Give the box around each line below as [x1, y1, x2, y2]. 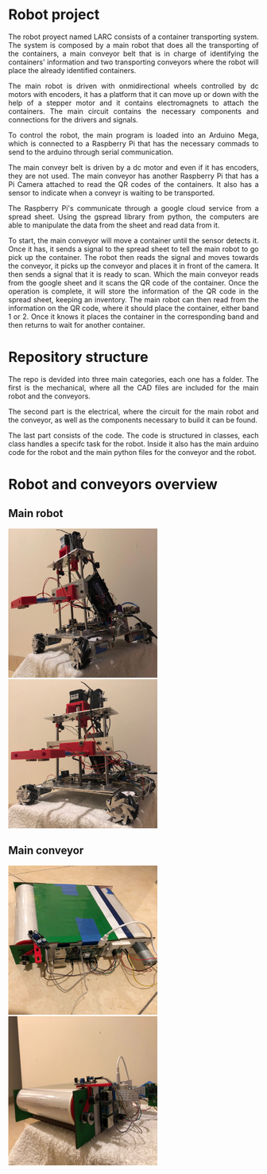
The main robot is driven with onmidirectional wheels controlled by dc [8, 81, 259, 91]
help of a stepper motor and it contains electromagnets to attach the [8, 98, 259, 107]
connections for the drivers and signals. [8, 115, 139, 124]
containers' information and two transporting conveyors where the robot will [8, 57, 259, 67]
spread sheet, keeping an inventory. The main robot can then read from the [8, 294, 259, 304]
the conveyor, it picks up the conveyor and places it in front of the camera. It [8, 261, 259, 270]
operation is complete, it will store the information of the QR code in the [8, 286, 259, 296]
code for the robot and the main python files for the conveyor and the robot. [8, 447, 257, 457]
